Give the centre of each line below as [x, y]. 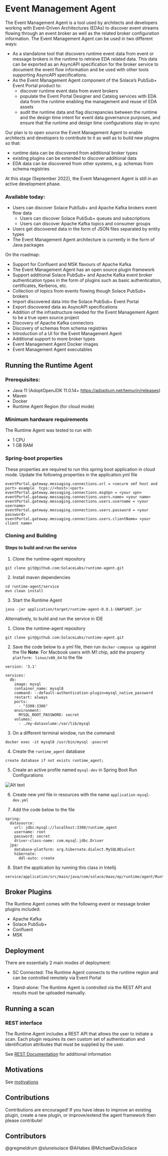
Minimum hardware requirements [47, 419]
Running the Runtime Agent [49, 365]
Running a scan [30, 1008]
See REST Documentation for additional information [58, 1054]
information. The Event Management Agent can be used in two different [79, 39]
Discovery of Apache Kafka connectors [53, 323]
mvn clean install [24, 591]
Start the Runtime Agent [37, 600]
